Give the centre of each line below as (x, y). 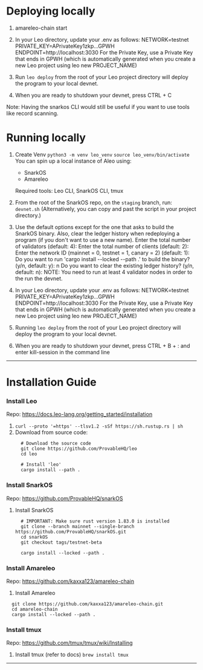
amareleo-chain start (41, 28)
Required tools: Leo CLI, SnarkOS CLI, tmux (69, 190)
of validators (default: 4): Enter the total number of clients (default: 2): (102, 246)
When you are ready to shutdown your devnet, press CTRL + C (93, 95)
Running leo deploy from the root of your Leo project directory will (98, 327)
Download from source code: (51, 432)
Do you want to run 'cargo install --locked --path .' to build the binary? (102, 259)
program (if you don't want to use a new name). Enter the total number (103, 239)
